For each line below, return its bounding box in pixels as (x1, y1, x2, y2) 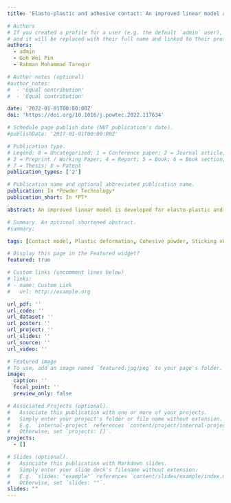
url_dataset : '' (7, 313, 54, 321)
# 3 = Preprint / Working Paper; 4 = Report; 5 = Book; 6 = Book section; (7, 156, 226, 163)
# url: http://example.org (7, 288, 91, 295)
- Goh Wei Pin (13, 55, 54, 62)
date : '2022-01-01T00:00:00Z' (7, 105, 94, 112)
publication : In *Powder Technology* (7, 188, 115, 195)
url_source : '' (7, 339, 51, 346)
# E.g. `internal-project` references (7, 422, 125, 428)
